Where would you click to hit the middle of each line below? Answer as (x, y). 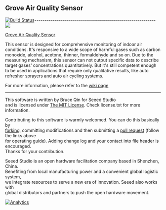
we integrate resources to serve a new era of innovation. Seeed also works (81, 182)
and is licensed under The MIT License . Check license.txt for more (73, 105)
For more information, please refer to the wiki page (57, 85)
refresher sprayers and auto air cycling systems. (54, 76)
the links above (21, 135)
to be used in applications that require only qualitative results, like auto (77, 70)
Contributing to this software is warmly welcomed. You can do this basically (82, 120)
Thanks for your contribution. (35, 151)
